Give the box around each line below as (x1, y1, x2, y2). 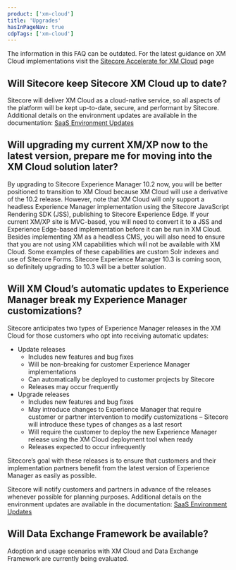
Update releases (17, 345, 66, 353)
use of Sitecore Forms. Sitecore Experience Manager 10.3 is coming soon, (7, 255, 222, 263)
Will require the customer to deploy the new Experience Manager (27, 427, 217, 436)
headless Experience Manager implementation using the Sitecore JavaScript (7, 202, 230, 210)
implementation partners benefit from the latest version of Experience (7, 463, 210, 472)
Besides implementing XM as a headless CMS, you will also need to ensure (7, 232, 225, 241)
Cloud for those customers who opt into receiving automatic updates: (7, 331, 209, 340)
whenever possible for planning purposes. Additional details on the (7, 492, 202, 501)
